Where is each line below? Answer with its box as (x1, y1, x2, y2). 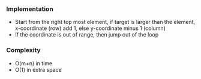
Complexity (6, 46, 41, 54)
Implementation (6, 5, 54, 13)
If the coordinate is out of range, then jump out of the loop (14, 31, 159, 38)
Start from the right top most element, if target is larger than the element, (14, 19, 196, 26)
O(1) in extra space (14, 66, 62, 73)
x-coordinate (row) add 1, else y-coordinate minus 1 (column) (14, 25, 166, 32)
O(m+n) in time (14, 59, 53, 67)
